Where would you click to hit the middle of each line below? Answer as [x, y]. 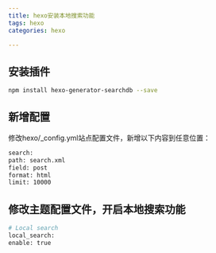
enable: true [30, 243]
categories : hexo [37, 30]
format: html [30, 175]
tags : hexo [26, 23]
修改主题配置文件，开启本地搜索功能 [97, 209]
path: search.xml [37, 160]
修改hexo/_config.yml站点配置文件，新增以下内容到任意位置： [109, 138]
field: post [28, 168]
